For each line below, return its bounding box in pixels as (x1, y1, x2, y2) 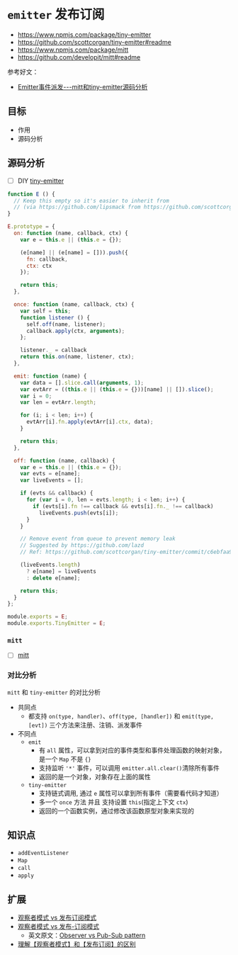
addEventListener (17, 849, 69, 857)
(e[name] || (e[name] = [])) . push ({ (20, 249, 129, 256)
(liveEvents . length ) (20, 561, 81, 568)
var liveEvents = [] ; (20, 477, 84, 484)
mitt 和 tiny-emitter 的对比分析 (7, 688, 101, 696)
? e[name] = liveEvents (25, 567, 97, 575)
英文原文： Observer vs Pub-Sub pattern (28, 931, 146, 939)
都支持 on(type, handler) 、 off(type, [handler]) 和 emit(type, (28, 711, 214, 720)
